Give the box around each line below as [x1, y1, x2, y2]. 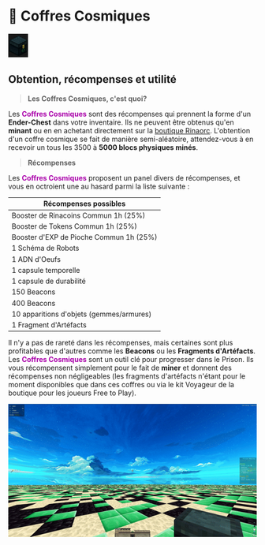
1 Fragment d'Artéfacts [11, 320, 87, 330]
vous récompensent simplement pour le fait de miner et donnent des [8, 363, 233, 372]
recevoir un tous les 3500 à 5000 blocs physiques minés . [8, 142, 199, 152]
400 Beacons [11, 298, 56, 308]
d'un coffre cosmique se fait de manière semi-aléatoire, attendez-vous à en [8, 134, 254, 144]
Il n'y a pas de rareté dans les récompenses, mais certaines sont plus [8, 338, 233, 347]
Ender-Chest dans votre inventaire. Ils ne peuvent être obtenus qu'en [8, 118, 234, 127]
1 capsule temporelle [11, 265, 80, 274]
